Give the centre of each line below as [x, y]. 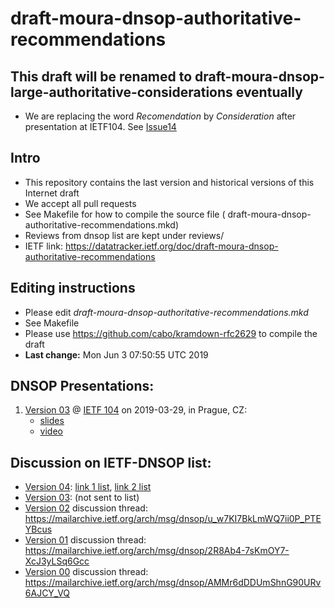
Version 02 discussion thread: [86, 508]
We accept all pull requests [80, 203]
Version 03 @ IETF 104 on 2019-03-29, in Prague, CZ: [136, 410]
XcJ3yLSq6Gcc [57, 561]
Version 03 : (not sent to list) [82, 498]
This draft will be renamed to [101, 76]
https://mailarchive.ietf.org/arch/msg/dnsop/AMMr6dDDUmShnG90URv [173, 583]
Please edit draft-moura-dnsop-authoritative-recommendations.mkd [166, 312]
